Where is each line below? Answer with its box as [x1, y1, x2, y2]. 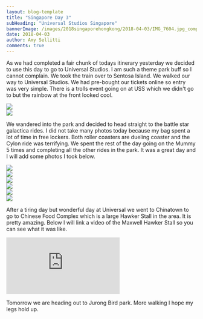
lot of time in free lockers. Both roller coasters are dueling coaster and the [6, 133, 190, 140]
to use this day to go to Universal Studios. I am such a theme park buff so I [6, 65, 192, 73]
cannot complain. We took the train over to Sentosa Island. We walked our [6, 72, 190, 79]
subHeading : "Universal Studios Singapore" [6, 20, 118, 26]
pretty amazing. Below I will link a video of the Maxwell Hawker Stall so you [6, 219, 193, 226]
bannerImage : [6, 25, 39, 32]
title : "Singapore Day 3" [6, 15, 71, 21]
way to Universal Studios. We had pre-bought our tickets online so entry [6, 78, 186, 85]
